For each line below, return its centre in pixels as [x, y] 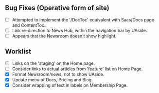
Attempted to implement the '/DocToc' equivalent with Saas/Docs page [83, 19]
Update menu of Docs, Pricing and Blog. [53, 80]
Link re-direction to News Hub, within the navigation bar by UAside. [79, 30]
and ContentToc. [29, 25]
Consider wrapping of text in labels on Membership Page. [70, 85]
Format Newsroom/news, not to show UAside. [58, 74]
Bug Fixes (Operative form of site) [57, 8]
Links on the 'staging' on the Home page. [53, 63]
